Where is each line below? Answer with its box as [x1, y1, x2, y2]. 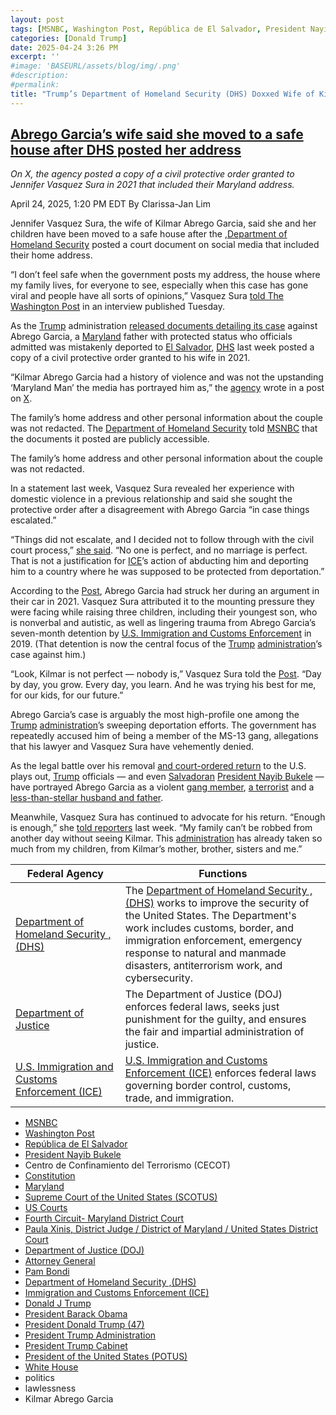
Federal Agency [26, 867, 104, 881]
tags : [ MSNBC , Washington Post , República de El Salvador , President [10, 24, 307, 34]
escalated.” [10, 514, 57, 526]
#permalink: [10, 80, 60, 90]
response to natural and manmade [124, 946, 287, 960]
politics [24, 1372, 55, 1384]
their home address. [10, 249, 93, 261]
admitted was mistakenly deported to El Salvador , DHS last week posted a [10, 341, 315, 353]
